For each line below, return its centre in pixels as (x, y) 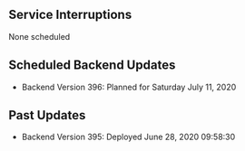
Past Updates (47, 115)
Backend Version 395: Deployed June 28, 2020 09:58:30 (128, 137)
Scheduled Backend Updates (92, 66)
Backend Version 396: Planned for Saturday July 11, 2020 (129, 87)
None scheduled (39, 36)
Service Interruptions (70, 15)
